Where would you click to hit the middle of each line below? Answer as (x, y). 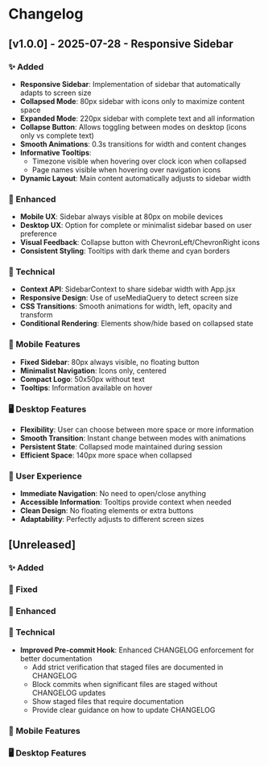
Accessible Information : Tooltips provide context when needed (126, 502)
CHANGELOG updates (69, 693)
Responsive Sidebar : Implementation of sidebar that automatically (130, 84)
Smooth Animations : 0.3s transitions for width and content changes (133, 144)
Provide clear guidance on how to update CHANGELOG (124, 710)
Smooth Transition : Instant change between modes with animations (133, 438)
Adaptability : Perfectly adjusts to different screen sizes (112, 520)
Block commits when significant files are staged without (125, 684)
